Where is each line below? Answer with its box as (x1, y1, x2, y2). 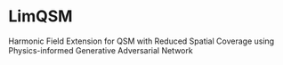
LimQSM (8, 6, 73, 27)
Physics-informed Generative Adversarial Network (8, 45, 193, 55)
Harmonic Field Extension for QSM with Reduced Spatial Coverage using (8, 36, 275, 46)
